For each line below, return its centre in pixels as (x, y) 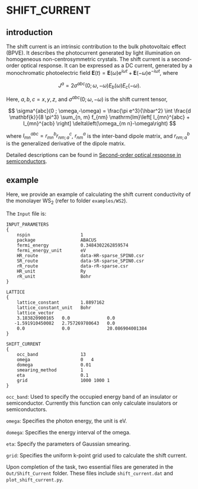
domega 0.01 (54, 365)
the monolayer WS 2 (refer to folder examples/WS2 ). (67, 201)
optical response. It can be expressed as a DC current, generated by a (106, 65)
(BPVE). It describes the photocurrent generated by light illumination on (93, 53)
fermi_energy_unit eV (51, 250)
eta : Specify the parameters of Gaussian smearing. (68, 444)
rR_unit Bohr (54, 276)
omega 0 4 (55, 359)
